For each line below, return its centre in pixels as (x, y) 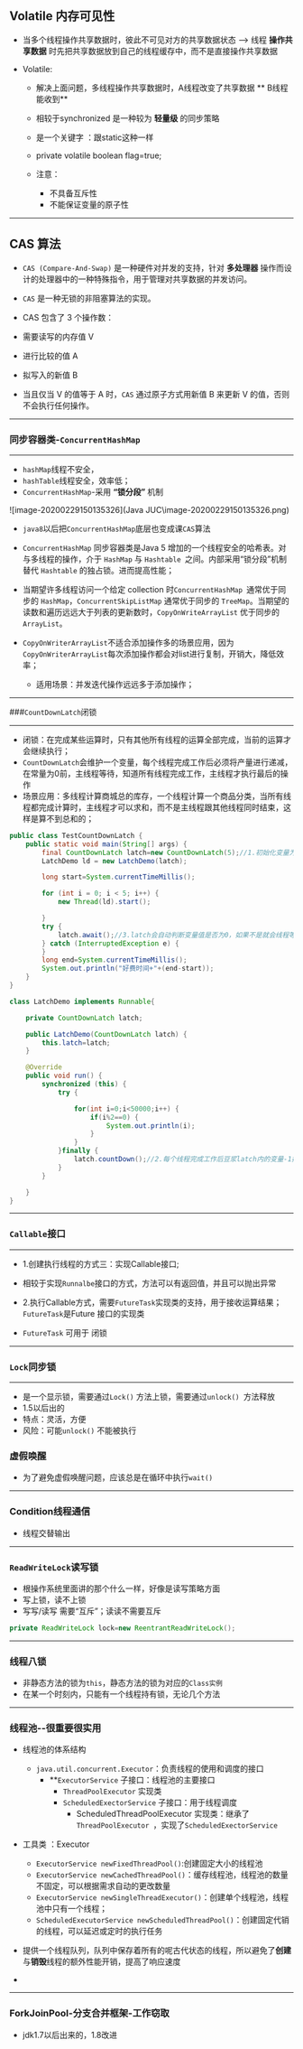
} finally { (78, 1151)
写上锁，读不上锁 (54, 1599)
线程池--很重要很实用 (55, 1728)
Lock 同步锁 (33, 1366)
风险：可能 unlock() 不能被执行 (79, 1430)
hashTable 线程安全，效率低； (76, 480)
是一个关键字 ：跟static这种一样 (95, 137)
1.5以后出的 (43, 1408)
